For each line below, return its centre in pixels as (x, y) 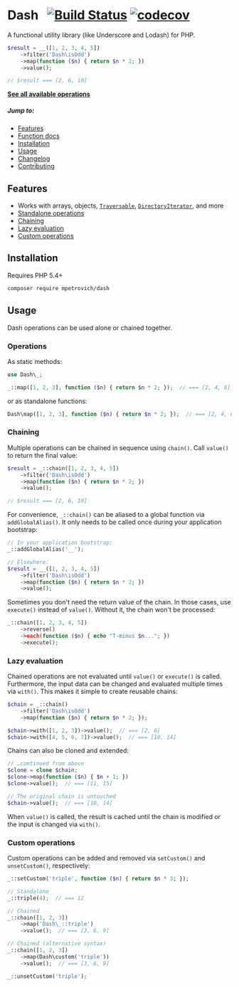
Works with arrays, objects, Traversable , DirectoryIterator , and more (121, 206)
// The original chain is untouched (62, 796)
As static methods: (35, 361)
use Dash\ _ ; (25, 374)
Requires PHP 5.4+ (35, 275)
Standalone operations (51, 213)
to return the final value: (43, 455)
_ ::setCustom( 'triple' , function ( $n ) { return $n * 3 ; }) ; (99, 879)
